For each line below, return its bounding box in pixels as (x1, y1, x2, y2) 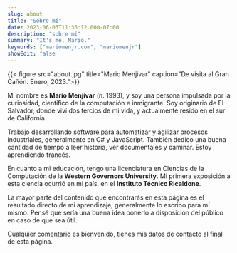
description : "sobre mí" (7, 30, 81, 38)
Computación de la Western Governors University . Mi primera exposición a (7, 172, 231, 180)
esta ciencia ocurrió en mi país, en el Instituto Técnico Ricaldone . (7, 179, 201, 187)
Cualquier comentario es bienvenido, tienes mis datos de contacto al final (7, 229, 223, 238)
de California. (7, 113, 47, 122)
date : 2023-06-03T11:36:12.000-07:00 (7, 24, 120, 31)
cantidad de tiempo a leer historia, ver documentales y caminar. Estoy (7, 143, 212, 151)
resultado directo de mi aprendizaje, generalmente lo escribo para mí (7, 200, 210, 209)
